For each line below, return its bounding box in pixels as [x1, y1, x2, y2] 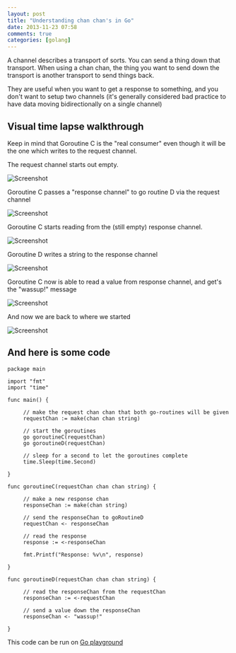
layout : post [7, 10, 46, 18]
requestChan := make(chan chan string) [23, 415, 141, 422]
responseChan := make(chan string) [23, 502, 129, 509]
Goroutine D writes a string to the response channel [7, 250, 158, 258]
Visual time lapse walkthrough [7, 120, 144, 132]
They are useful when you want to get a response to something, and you [7, 85, 219, 93]
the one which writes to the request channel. [7, 146, 138, 155]
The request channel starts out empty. [7, 160, 119, 168]
